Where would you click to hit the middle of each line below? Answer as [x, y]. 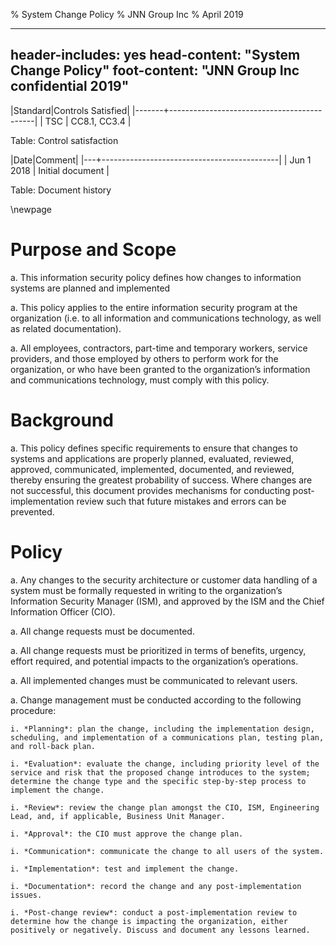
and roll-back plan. [53, 746]
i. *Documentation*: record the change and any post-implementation [156, 886]
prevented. [32, 511]
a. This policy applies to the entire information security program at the [154, 307]
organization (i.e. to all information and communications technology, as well [166, 318]
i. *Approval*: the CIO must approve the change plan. [127, 834]
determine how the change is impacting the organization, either [149, 921]
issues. [26, 895]
